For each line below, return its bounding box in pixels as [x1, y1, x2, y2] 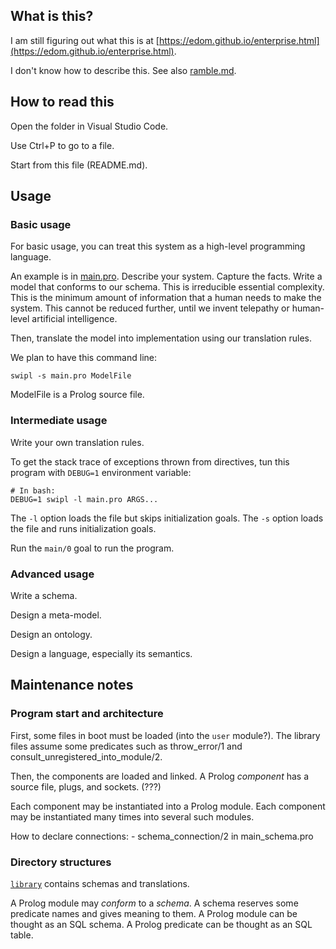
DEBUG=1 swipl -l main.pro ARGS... [10, 494, 159, 504]
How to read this [10, 94, 115, 111]
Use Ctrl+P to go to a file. [10, 139, 115, 151]
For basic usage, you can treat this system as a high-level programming [10, 240, 306, 253]
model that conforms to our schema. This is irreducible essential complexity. [10, 281, 325, 293]
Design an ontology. [10, 628, 93, 640]
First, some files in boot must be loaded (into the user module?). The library [10, 729, 321, 741]
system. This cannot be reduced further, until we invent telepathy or [10, 302, 290, 314]
